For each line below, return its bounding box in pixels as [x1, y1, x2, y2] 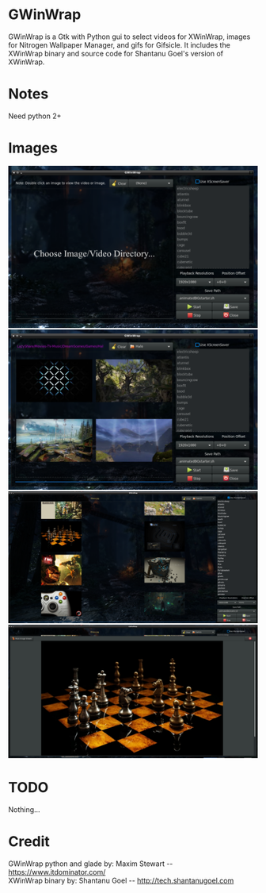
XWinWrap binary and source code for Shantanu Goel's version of [8, 48, 224, 58]
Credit [8, 833, 50, 851]
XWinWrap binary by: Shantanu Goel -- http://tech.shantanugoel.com [8, 876, 234, 885]
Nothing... [8, 804, 41, 814]
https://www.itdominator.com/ [8, 867, 106, 876]
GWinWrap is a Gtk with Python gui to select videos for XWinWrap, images [8, 32, 251, 41]
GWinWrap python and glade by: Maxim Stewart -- [8, 859, 173, 868]
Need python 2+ [8, 111, 62, 121]
